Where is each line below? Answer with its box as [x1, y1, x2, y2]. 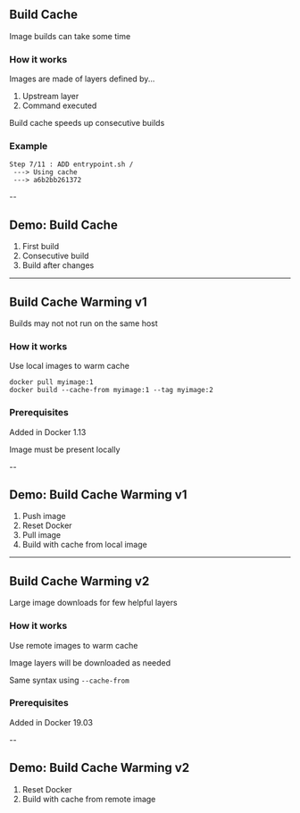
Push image [21, 511, 66, 522]
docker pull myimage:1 [9, 378, 94, 387]
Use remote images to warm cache [9, 640, 138, 650]
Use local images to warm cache [9, 361, 129, 372]
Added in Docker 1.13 [9, 426, 87, 437]
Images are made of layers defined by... [9, 73, 155, 84]
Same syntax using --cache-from [9, 675, 129, 685]
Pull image [21, 530, 61, 541]
